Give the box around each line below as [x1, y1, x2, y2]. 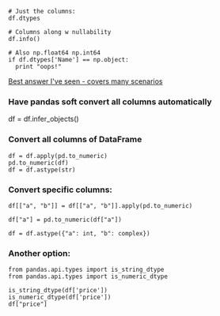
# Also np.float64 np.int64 [8, 49, 101, 57]
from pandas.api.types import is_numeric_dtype [8, 273, 169, 280]
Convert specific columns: [8, 184, 113, 195]
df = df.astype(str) [8, 166, 77, 174]
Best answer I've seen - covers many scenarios [8, 77, 164, 86]
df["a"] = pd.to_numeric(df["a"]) [8, 216, 123, 224]
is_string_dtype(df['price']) [8, 287, 108, 295]
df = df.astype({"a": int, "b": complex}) [8, 229, 150, 237]
